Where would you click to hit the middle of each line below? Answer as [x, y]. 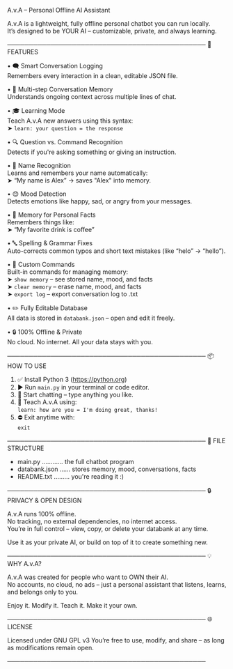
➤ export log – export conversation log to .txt [73, 294]
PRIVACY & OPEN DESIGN [45, 500]
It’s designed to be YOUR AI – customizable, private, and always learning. [112, 31]
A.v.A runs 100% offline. [42, 514]
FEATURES [23, 52]
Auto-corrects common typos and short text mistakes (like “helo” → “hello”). [116, 251]
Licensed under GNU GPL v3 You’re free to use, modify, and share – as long [116, 640]
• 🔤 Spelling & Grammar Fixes [50, 243]
